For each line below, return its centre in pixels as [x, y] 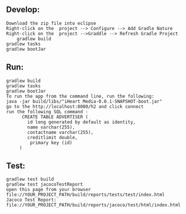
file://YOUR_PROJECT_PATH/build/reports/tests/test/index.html [86, 195]
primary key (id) [51, 143]
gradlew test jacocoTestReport [45, 185]
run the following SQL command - [47, 111]
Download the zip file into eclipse [51, 23]
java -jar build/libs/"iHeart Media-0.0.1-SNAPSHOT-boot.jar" [84, 101]
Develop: [23, 10]
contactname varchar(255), [61, 132]
